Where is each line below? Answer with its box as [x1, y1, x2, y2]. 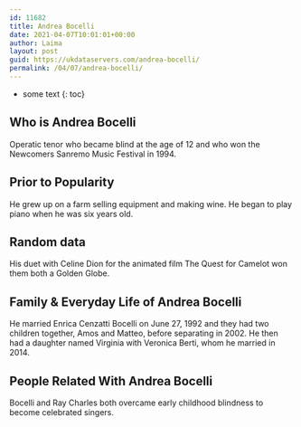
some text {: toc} [22, 88, 86, 100]
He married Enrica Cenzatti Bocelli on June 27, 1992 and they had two [9, 318, 269, 329]
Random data [9, 234, 86, 250]
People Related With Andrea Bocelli [9, 373, 213, 389]
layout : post [9, 47, 59, 56]
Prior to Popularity [9, 175, 115, 190]
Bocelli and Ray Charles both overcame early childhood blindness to [9, 397, 264, 408]
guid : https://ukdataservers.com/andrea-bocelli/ [9, 55, 201, 64]
